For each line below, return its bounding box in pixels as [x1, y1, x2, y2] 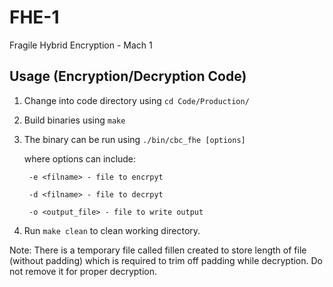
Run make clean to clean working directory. [23, 224, 201, 236]
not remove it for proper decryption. [9, 265, 158, 277]
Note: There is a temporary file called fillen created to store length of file [9, 244, 307, 256]
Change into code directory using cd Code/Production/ [23, 94, 250, 106]
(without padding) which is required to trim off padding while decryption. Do [9, 254, 324, 266]
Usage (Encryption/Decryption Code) [9, 68, 247, 85]
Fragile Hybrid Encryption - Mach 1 [9, 39, 153, 51]
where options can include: [23, 152, 137, 165]
